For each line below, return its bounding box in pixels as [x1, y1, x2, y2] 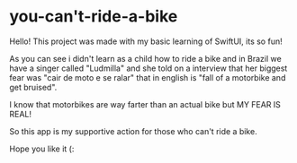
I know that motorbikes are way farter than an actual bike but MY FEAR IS [9, 99, 282, 109]
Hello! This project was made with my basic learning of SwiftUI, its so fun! [9, 36, 283, 47]
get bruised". [9, 81, 58, 92]
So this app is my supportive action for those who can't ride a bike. [9, 125, 258, 136]
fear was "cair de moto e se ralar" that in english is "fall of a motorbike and [9, 72, 286, 82]
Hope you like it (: [9, 143, 75, 154]
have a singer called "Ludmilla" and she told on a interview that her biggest [9, 63, 288, 73]
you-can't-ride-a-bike [9, 6, 178, 27]
